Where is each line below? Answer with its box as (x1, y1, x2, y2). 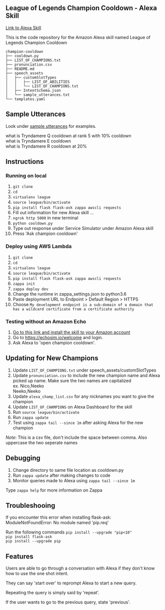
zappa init (12, 281, 35, 286)
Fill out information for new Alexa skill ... (12, 210, 94, 216)
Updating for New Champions (5, 354, 99, 362)
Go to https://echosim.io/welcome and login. (12, 334, 103, 340)
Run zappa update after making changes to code (12, 472, 110, 478)
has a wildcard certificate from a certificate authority (12, 306, 134, 311)
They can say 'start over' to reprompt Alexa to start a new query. (5, 580, 137, 586)
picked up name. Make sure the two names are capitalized (12, 378, 132, 383)
